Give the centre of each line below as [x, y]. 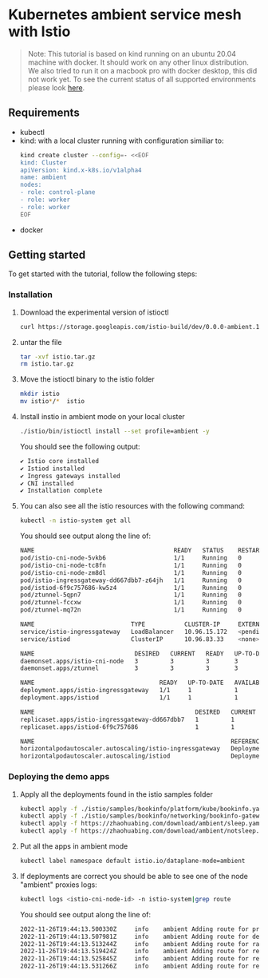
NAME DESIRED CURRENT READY [122, 653]
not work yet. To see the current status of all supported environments [142, 79]
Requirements [44, 113]
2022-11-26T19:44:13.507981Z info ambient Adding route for [134, 936]
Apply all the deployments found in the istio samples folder [116, 794]
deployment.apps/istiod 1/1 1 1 [129, 698]
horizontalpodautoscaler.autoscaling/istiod [95, 756]
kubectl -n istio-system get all [75, 521]
